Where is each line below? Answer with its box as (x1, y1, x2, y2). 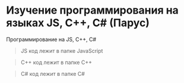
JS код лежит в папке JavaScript (20, 47, 103, 54)
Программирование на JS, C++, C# (6, 36, 97, 43)
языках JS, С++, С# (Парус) (6, 16, 150, 30)
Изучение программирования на (6, 4, 179, 17)
